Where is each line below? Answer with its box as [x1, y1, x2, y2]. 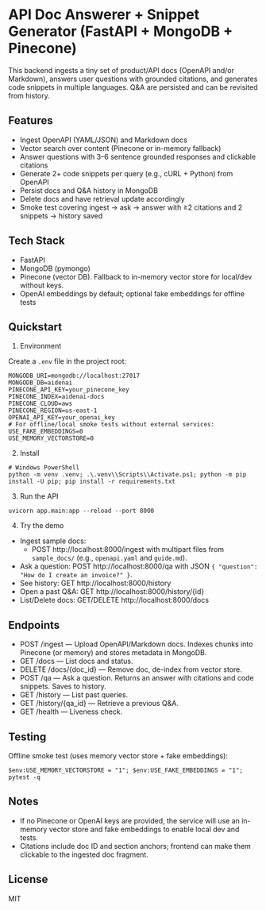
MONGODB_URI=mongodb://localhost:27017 [8, 372, 141, 380]
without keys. [19, 280, 64, 290]
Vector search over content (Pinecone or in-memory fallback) [19, 143, 222, 152]
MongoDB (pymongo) [19, 264, 91, 273]
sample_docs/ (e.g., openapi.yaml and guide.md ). [31, 553, 188, 563]
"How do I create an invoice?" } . [19, 570, 133, 580]
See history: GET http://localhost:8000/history [19, 578, 172, 588]
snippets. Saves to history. [19, 681, 107, 692]
